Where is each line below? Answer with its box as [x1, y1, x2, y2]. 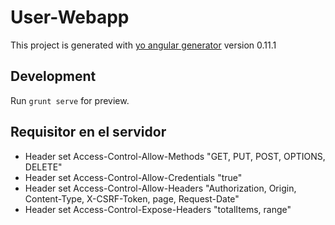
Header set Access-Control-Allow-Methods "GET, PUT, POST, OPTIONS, [24, 150, 326, 162]
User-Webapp [10, 6, 130, 29]
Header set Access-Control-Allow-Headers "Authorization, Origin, [24, 182, 297, 194]
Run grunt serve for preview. [10, 94, 130, 106]
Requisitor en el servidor [10, 124, 167, 141]
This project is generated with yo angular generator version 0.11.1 [10, 39, 277, 51]
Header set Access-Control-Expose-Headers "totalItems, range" [24, 203, 292, 215]
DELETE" [24, 161, 63, 173]
